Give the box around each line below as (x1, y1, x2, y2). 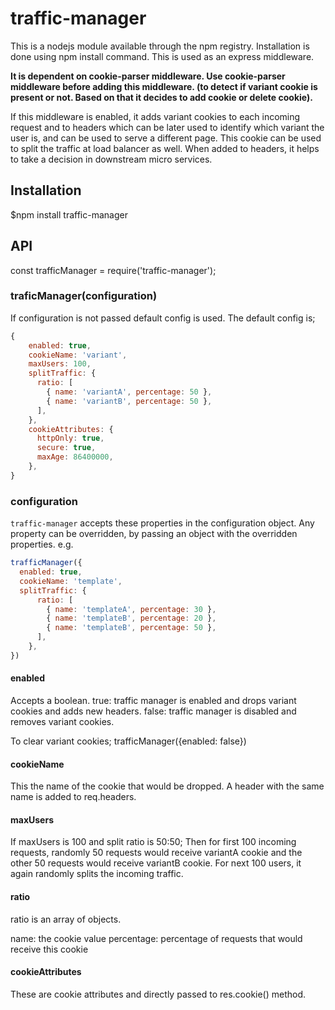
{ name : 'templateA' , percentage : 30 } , (46, 604, 217, 614)
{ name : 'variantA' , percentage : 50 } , (46, 387, 213, 397)
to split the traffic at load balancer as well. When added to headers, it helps (10, 142, 320, 154)
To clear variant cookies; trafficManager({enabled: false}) (10, 735, 247, 747)
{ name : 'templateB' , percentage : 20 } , (46, 613, 217, 624)
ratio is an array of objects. (10, 913, 122, 925)
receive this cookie (10, 943, 89, 955)
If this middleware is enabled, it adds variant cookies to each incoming (10, 110, 301, 122)
